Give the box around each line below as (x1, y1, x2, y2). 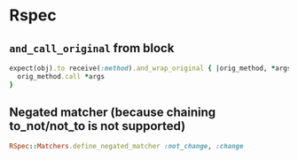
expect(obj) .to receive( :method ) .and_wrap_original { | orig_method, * (9, 64, 276, 72)
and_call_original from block (9, 41, 175, 56)
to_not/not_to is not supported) (9, 118, 186, 133)
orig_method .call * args (17, 72, 105, 80)
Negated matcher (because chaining (9, 105, 216, 120)
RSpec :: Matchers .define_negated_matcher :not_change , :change (9, 142, 244, 151)
